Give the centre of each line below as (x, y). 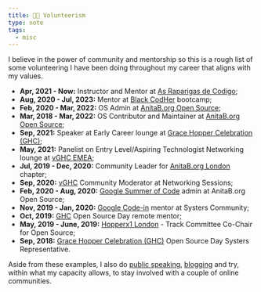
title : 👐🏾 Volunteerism (47, 15)
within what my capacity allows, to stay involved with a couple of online (123, 273)
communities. (30, 281)
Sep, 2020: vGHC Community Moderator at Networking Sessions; (126, 183)
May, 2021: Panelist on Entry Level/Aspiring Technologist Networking (132, 150)
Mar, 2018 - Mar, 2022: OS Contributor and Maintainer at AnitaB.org (130, 116)
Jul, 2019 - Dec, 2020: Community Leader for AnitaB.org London (125, 166)
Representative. (45, 249)
